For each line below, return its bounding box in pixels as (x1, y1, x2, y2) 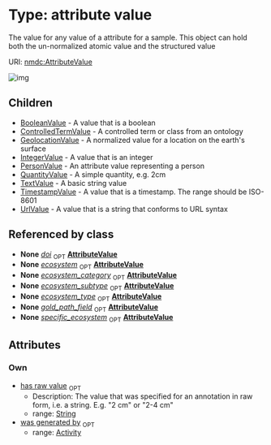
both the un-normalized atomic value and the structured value (8, 41, 216, 50)
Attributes (8, 338, 61, 352)
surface (19, 144, 46, 153)
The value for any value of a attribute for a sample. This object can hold (8, 32, 247, 42)
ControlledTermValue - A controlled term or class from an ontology (19, 126, 243, 136)
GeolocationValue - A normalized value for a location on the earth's (19, 135, 245, 145)
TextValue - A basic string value (19, 178, 127, 188)
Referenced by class (8, 227, 114, 241)
